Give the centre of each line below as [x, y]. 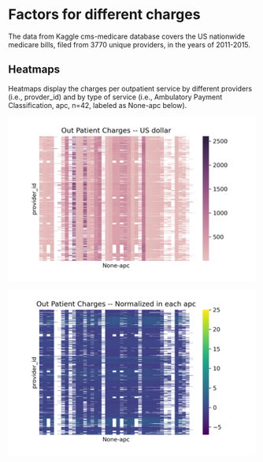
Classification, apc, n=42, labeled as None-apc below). [98, 105]
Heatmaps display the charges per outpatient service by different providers [130, 88]
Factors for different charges [104, 15]
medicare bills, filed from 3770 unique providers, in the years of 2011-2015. [129, 44]
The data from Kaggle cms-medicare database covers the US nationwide [127, 36]
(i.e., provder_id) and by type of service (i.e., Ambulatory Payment [115, 97]
